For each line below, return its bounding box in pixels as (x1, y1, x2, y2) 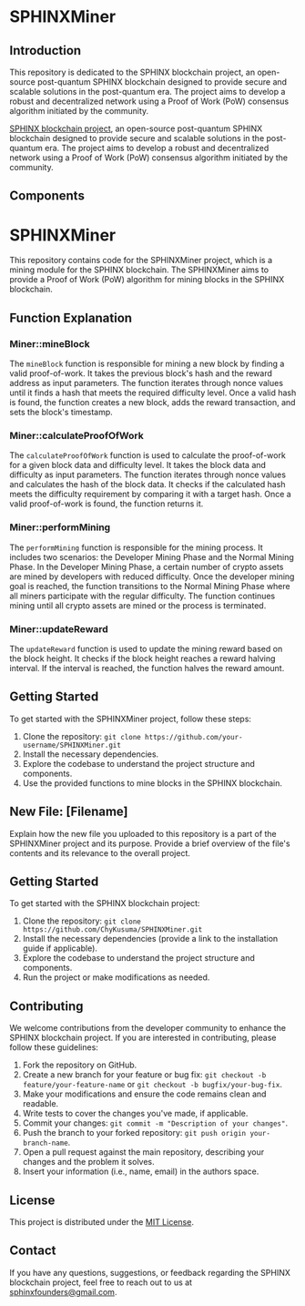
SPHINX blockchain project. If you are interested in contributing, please (9, 1032, 277, 1044)
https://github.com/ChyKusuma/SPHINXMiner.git (22, 925, 203, 934)
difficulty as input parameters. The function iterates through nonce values (9, 469, 287, 480)
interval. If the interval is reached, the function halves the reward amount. (9, 662, 285, 673)
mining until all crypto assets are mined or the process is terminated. (9, 599, 267, 611)
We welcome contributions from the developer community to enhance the (9, 1023, 287, 1034)
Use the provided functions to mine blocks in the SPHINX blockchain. (22, 777, 282, 789)
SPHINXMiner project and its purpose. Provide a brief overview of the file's (9, 838, 290, 849)
